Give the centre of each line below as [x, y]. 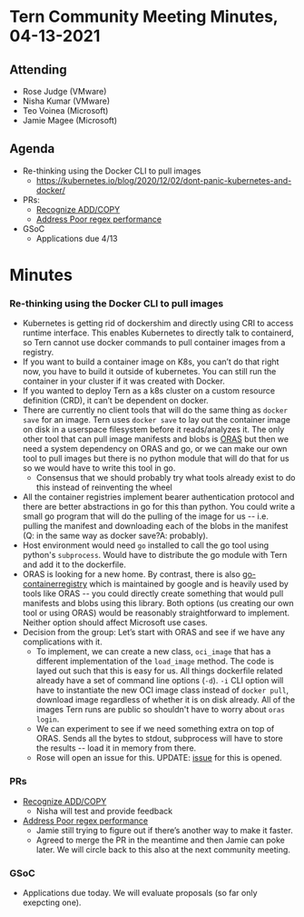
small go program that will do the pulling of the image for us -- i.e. [146, 516]
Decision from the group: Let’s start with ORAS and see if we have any [154, 633]
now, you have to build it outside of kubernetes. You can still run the [149, 372]
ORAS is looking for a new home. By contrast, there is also [131, 574]
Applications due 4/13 [77, 238]
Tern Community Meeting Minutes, [144, 17]
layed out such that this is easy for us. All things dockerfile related [159, 671]
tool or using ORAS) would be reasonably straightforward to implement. [156, 613]
